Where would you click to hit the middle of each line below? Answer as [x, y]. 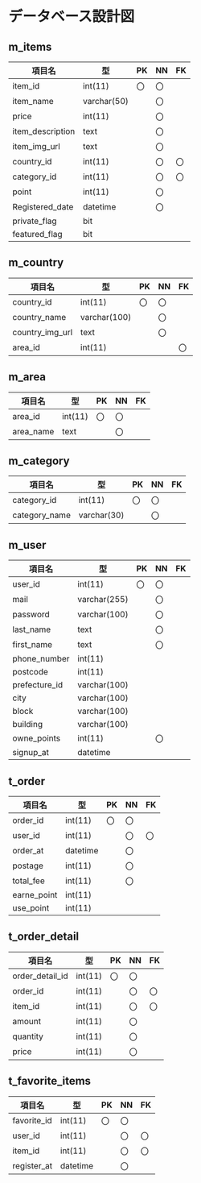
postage [28, 865]
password [31, 615]
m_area [27, 377]
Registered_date [43, 207]
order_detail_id [40, 976]
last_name [32, 629]
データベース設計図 [72, 17]
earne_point [35, 895]
